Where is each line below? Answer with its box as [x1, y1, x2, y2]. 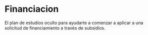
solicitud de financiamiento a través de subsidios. [4, 25, 105, 31]
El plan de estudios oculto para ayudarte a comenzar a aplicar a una [4, 20, 144, 26]
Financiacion [4, 3, 59, 15]
